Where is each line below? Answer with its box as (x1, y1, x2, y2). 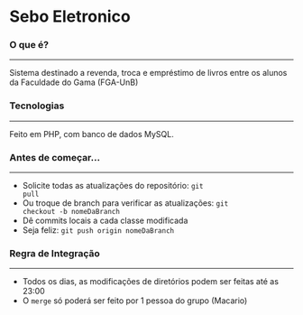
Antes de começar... (9, 151, 101, 163)
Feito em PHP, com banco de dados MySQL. (9, 128, 174, 139)
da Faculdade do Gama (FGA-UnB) (9, 77, 139, 88)
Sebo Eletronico (9, 6, 131, 27)
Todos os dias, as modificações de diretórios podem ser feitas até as (22, 276, 280, 287)
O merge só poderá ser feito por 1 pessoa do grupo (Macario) (22, 295, 248, 306)
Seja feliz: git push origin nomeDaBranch (22, 225, 175, 236)
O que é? (9, 39, 50, 51)
